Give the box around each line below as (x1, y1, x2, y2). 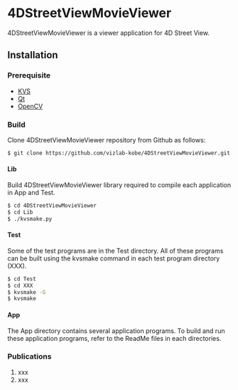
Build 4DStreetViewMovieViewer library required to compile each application (7, 181, 232, 189)
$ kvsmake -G (7, 288, 46, 296)
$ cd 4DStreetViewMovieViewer (7, 202, 97, 209)
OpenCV (17, 102, 43, 110)
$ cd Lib (7, 209, 33, 216)
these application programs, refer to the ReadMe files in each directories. (7, 334, 222, 342)
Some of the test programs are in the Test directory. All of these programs (7, 246, 224, 255)
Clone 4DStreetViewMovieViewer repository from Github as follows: (7, 135, 206, 144)
